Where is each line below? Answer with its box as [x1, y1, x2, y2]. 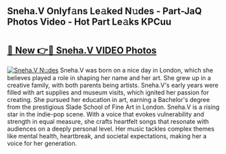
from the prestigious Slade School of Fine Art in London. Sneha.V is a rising [7, 103, 220, 111]
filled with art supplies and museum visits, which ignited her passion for [7, 88, 210, 97]
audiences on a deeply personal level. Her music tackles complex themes [7, 125, 214, 133]
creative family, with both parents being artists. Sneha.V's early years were [7, 81, 219, 89]
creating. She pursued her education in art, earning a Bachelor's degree [7, 96, 210, 103]
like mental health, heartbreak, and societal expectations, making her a [7, 132, 207, 140]
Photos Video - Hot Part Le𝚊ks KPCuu [7, 16, 172, 28]
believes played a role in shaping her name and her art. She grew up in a [7, 74, 211, 81]
